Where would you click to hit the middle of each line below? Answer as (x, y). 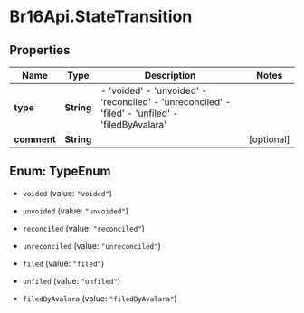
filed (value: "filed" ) (63, 263)
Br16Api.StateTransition (101, 17)
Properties (40, 50)
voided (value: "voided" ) (67, 193)
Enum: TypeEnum (60, 171)
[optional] (269, 139)
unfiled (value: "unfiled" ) (71, 280)
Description (170, 76)
